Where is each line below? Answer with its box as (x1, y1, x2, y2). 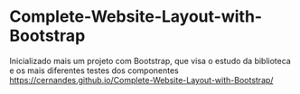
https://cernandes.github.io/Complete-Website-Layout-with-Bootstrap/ (9, 74, 274, 85)
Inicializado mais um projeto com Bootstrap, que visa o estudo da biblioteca (9, 55, 291, 66)
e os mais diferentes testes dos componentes (9, 65, 179, 76)
